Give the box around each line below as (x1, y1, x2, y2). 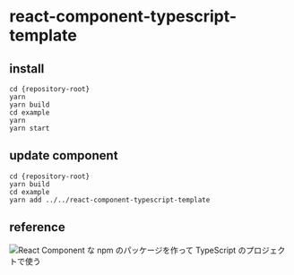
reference (9, 219, 65, 235)
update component (9, 148, 118, 163)
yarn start (9, 124, 50, 133)
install (9, 61, 45, 76)
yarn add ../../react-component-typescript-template (9, 195, 211, 204)
